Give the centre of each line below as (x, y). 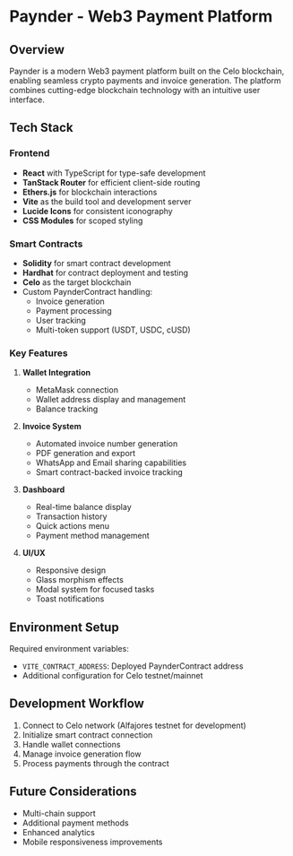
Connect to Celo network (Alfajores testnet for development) (134, 725)
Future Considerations (73, 792)
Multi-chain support (59, 813)
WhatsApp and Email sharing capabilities (111, 463)
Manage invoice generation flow (82, 754)
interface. (27, 99)
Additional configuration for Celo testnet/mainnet (112, 676)
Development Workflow (77, 704)
